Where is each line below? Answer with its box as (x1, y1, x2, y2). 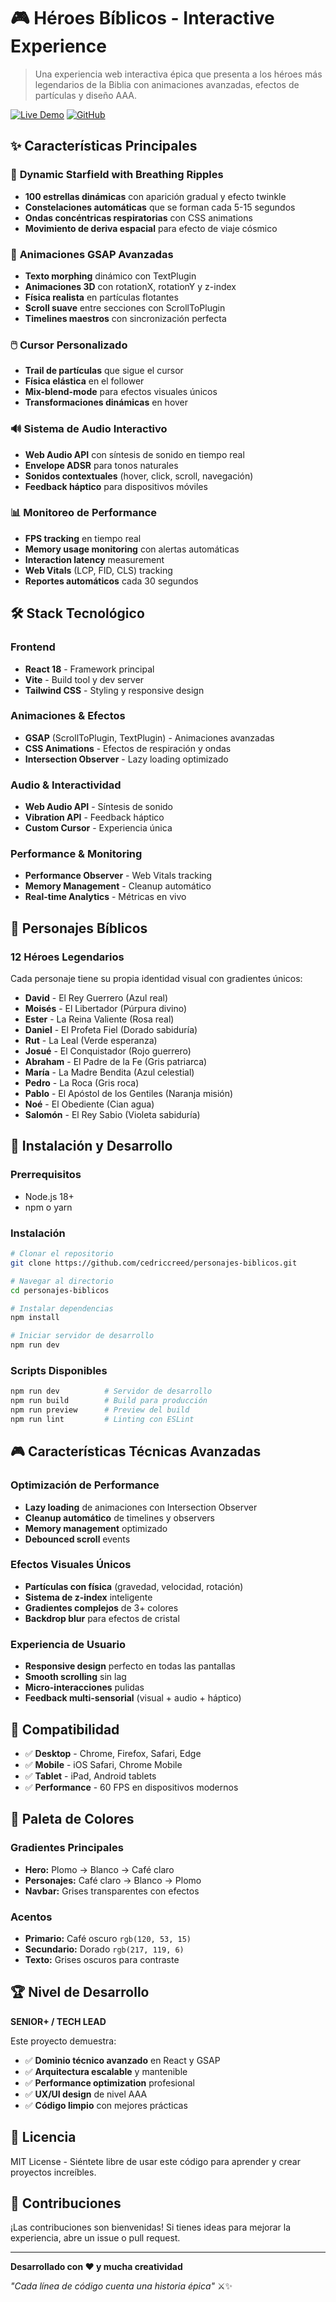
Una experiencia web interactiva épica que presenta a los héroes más (34, 68, 323, 80)
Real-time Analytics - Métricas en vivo (24, 891, 187, 903)
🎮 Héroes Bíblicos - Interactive (10, 7, 275, 30)
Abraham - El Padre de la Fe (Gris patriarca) (24, 1056, 208, 1068)
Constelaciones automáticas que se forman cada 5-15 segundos (24, 201, 296, 213)
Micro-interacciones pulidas (24, 1681, 145, 1694)
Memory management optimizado (24, 1522, 168, 1534)
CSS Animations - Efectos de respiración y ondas (24, 742, 232, 754)
